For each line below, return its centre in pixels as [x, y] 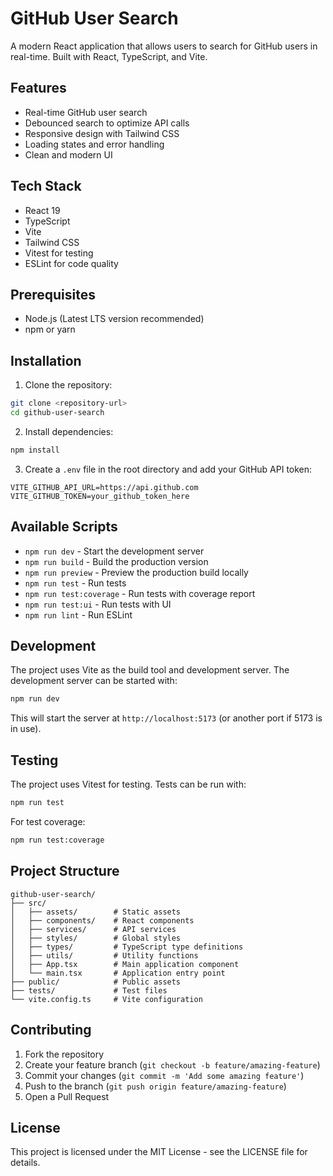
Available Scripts [64, 527]
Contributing [51, 1030]
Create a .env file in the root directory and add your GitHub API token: [168, 469]
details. [25, 1163]
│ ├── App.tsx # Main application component [125, 964]
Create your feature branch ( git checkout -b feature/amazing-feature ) [172, 1064]
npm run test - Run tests [75, 583]
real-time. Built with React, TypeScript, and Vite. [109, 56]
